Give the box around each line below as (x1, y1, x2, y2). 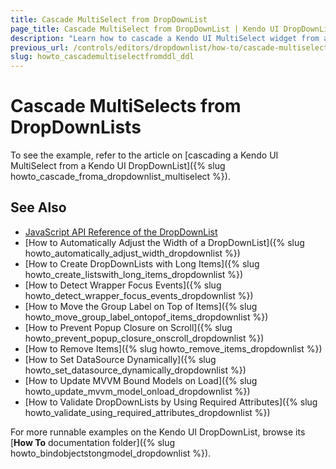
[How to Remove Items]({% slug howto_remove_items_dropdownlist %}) (24, 342, 323, 355)
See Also (10, 199, 67, 216)
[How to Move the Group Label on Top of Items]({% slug (24, 300, 258, 312)
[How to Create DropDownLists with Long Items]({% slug (24, 257, 260, 270)
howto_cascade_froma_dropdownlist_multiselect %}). (10, 171, 231, 183)
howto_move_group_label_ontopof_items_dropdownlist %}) (24, 311, 269, 323)
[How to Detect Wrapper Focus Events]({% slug (24, 279, 222, 291)
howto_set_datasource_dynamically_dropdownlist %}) (24, 364, 247, 376)
